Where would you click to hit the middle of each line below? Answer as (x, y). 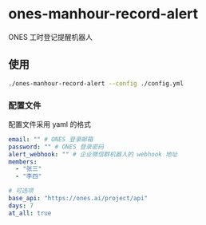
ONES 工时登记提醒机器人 (51, 37)
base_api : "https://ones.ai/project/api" (78, 199)
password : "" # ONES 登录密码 (56, 147)
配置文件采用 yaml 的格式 (50, 124)
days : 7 (21, 205)
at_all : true (30, 213)
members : (23, 162)
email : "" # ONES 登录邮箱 (51, 139)
